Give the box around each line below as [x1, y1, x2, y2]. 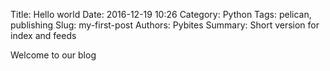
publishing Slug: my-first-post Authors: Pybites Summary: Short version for [10, 19, 320, 31]
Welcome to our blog [10, 49, 97, 61]
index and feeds [10, 30, 77, 41]
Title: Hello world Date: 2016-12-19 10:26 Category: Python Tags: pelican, [10, 9, 312, 20]
